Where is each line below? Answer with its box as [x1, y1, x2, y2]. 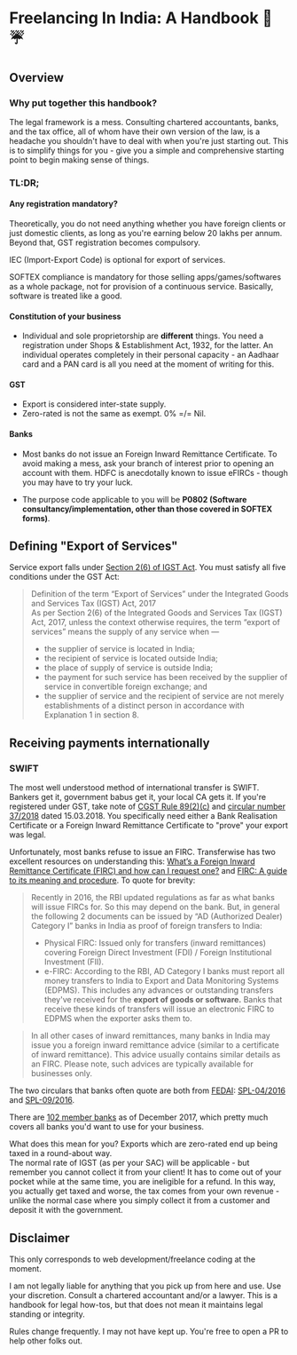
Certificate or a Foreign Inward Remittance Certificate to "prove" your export [9, 820, 288, 831]
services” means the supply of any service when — [30, 626, 220, 638]
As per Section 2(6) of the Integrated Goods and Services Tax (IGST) [30, 607, 283, 618]
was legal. [9, 829, 47, 840]
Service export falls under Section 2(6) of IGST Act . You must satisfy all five [9, 562, 286, 573]
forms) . [21, 512, 51, 523]
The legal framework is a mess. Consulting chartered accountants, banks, [9, 116, 279, 127]
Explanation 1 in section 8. [43, 709, 139, 720]
